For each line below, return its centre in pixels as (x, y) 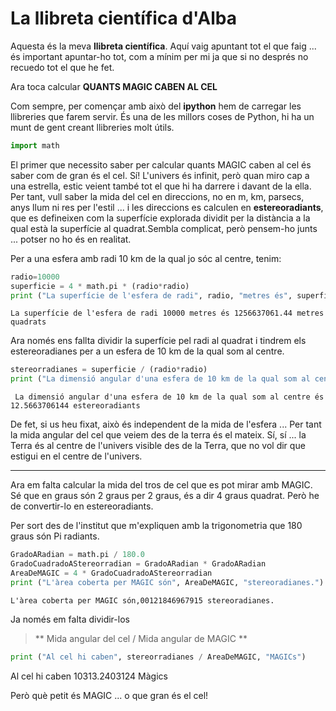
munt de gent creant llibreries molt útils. (92, 127)
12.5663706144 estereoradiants (75, 406)
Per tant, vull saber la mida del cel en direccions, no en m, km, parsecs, (157, 196)
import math (35, 145)
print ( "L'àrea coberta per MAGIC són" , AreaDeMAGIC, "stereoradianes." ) (167, 582)
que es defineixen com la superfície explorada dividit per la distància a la (160, 218)
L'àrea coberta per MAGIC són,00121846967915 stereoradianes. (142, 600)
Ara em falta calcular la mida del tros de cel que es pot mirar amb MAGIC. (161, 485)
